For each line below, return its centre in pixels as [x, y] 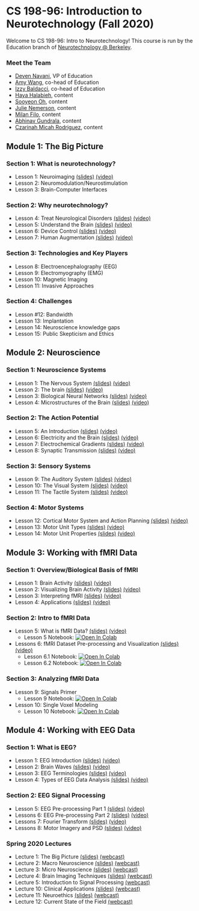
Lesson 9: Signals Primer [46, 692]
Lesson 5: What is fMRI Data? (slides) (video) [71, 631]
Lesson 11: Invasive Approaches [54, 286]
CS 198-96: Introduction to [74, 11]
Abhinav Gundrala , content [48, 121]
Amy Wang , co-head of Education [57, 82]
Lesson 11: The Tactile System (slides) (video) [71, 492]
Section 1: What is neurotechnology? [61, 163]
